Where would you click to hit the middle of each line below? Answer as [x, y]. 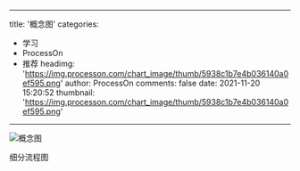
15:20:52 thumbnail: [58, 93]
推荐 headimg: [49, 64]
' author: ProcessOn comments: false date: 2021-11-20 [160, 83]
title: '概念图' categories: [54, 24]
